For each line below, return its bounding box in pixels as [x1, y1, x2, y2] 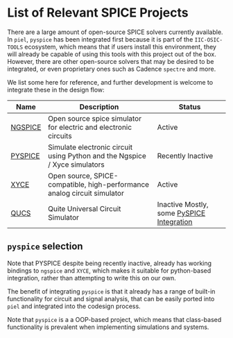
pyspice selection [7, 241, 83, 253]
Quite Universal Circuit [48, 203, 121, 213]
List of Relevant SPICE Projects [7, 5, 189, 21]
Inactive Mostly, [157, 199, 209, 209]
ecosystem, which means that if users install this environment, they [24, 42, 217, 51]
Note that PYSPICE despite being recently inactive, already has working [7, 259, 212, 267]
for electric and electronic [48, 122, 132, 132]
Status [178, 102, 201, 112]
